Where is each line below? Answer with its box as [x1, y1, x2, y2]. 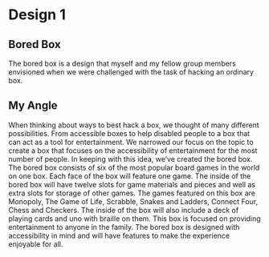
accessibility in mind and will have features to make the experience [8, 231, 230, 240]
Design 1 [8, 6, 66, 24]
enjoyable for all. [8, 239, 63, 249]
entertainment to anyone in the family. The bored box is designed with [8, 222, 240, 231]
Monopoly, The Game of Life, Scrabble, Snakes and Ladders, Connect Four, [8, 196, 259, 206]
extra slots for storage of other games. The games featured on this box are [8, 188, 255, 198]
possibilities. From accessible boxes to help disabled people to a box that [8, 128, 251, 138]
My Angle [8, 98, 58, 113]
